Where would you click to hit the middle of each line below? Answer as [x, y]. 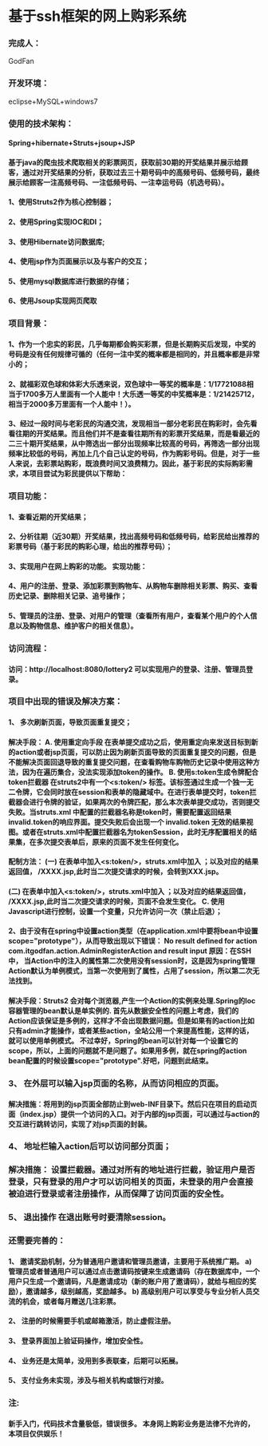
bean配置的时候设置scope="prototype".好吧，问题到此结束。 [110, 1061]
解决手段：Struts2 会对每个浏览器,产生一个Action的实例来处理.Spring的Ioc [132, 1001]
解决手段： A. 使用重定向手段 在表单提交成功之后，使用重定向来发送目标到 [130, 742]
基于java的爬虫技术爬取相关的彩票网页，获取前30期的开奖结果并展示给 [125, 162]
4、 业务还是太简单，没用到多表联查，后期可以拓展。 [95, 1361]
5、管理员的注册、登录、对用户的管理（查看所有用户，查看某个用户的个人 [129, 616]
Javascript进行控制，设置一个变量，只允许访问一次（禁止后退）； [116, 911]
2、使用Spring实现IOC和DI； [56, 222]
